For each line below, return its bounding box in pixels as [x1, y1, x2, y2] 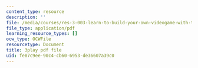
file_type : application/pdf [6, 25, 75, 31]
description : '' [6, 14, 46, 20]
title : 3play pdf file [6, 47, 62, 53]
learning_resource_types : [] [6, 31, 78, 37]
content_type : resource [6, 8, 65, 15]
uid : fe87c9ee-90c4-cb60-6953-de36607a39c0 [6, 53, 115, 59]
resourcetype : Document [6, 42, 65, 48]
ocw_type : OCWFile [6, 36, 51, 42]
